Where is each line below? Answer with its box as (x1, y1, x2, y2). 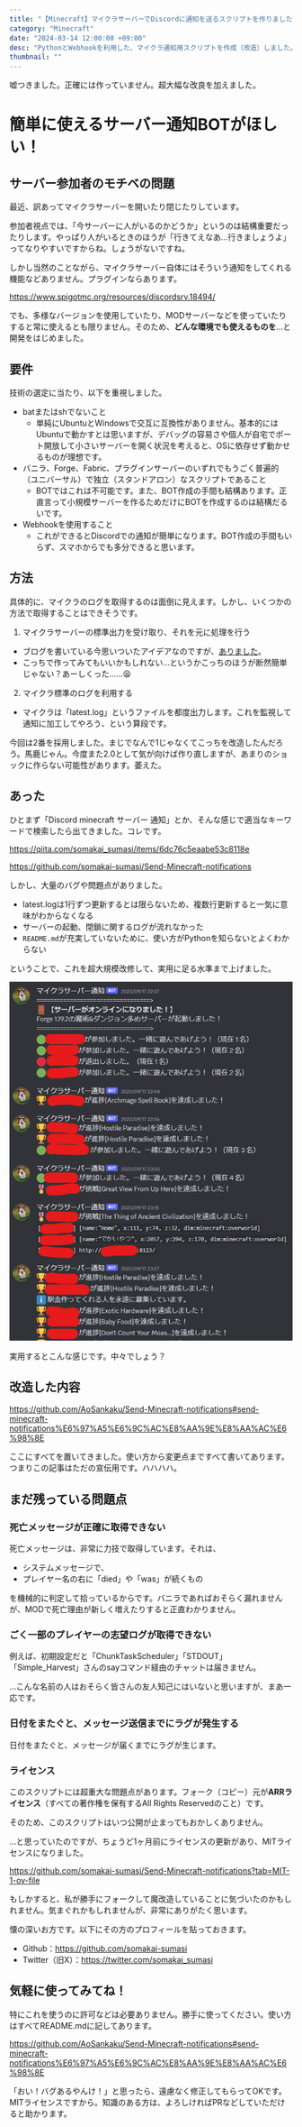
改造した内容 (9, 1380, 81, 1395)
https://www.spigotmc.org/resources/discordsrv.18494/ (9, 291, 216, 302)
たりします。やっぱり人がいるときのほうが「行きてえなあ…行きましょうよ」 (9, 232, 291, 243)
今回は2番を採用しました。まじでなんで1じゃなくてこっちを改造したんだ (9, 737, 276, 747)
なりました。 (40, 1847, 88, 1857)
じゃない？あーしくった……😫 (22, 668, 132, 679)
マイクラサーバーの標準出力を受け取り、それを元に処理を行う (22, 627, 251, 637)
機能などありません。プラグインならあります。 (9, 273, 182, 284)
